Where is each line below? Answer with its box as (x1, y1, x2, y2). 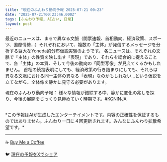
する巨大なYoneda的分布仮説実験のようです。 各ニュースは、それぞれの (9, 48, 157, 54)
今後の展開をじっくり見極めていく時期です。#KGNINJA (13, 96, 127, 102)
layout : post (5, 21, 32, 26)
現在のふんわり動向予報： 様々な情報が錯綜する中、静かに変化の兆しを (5, 90, 150, 96)
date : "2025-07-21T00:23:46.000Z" (5, 12, 77, 17)
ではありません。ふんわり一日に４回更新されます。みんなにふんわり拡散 (9, 118, 158, 124)
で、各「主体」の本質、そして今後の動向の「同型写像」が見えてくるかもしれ (5, 60, 162, 66)
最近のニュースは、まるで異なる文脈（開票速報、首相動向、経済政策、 (5, 35, 149, 41)
